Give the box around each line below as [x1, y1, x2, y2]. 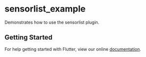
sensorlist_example [4, 3, 86, 14]
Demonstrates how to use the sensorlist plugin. [4, 19, 100, 25]
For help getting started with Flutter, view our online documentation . [4, 46, 141, 52]
